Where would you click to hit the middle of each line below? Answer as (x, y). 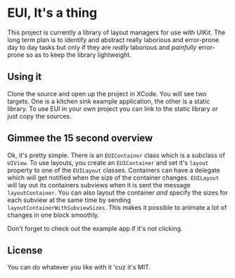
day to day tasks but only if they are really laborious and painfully (102, 47)
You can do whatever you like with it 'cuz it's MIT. (79, 267)
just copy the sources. (39, 116)
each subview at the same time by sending (69, 200)
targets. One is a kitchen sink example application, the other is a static (109, 101)
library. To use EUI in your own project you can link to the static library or (113, 108)
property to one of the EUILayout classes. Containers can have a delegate (114, 170)
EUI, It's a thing (52, 13)
